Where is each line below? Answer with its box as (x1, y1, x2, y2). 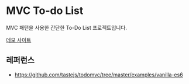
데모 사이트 (6, 36, 32, 43)
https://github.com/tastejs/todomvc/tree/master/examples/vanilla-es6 (14, 71, 183, 78)
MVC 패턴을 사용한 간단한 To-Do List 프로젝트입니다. (6, 24, 128, 31)
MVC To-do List (6, 4, 84, 17)
